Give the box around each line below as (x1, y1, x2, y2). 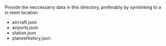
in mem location (5, 9, 38, 15)
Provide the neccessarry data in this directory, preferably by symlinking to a (5, 4, 161, 10)
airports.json (12, 24, 39, 30)
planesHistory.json (12, 35, 51, 41)
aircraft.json (12, 19, 37, 25)
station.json (12, 30, 36, 35)
